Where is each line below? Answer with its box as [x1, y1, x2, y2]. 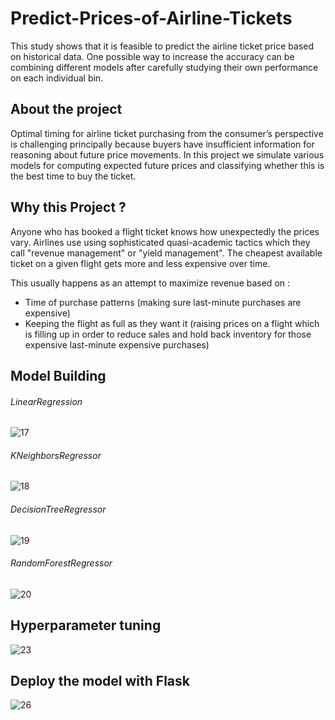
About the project [10, 101, 123, 118]
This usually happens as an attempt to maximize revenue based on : [10, 277, 291, 289]
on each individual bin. [10, 72, 104, 84]
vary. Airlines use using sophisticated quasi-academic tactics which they [10, 236, 311, 248]
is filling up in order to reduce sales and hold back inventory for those [24, 328, 312, 340]
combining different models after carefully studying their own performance [10, 61, 319, 73]
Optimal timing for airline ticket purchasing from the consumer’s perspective [10, 127, 324, 139]
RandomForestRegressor [10, 557, 113, 569]
